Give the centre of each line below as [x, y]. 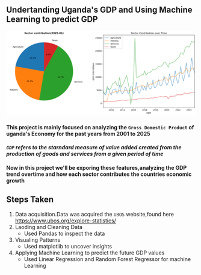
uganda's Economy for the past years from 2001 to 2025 [78, 134]
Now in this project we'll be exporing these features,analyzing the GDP [97, 168]
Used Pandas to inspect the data [64, 233]
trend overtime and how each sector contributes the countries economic [99, 174]
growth [16, 181]
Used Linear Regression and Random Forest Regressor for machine [107, 259]
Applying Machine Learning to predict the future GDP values [90, 253]
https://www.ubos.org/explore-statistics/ [65, 221]
